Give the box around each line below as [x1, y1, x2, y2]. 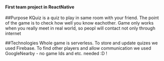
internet [5, 30, 21, 36]
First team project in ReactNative [5, 4, 75, 10]
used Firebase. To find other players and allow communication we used [5, 45, 152, 51]
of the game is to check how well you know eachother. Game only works [5, 20, 154, 26]
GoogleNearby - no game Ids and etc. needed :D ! [5, 51, 108, 57]
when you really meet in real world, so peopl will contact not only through [5, 25, 156, 31]
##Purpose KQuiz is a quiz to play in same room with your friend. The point [5, 15, 159, 21]
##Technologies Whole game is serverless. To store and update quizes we [5, 40, 158, 46]
